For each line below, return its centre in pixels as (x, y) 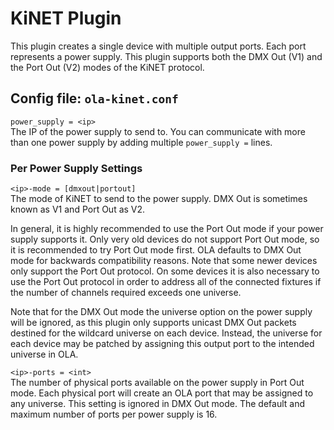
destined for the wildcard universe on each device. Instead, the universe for (166, 333)
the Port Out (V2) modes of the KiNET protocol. (107, 67)
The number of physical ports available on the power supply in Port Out (157, 383)
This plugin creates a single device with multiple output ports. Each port (158, 46)
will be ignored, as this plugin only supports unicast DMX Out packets (153, 323)
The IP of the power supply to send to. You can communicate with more (158, 131)
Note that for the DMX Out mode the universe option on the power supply (161, 312)
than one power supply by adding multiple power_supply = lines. (141, 142)
